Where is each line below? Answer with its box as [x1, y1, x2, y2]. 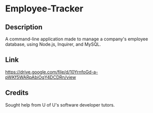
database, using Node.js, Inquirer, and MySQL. [5, 41, 101, 47]
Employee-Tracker [5, 3, 83, 14]
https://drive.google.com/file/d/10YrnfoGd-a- [5, 69, 98, 75]
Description [5, 23, 42, 31]
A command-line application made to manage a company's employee [5, 36, 148, 42]
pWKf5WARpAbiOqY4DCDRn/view [5, 74, 76, 80]
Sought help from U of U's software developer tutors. [5, 102, 115, 108]
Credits [5, 89, 29, 97]
